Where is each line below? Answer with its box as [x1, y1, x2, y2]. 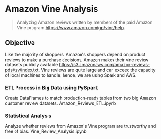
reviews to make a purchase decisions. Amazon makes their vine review [5, 57, 149, 62]
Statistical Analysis [5, 112, 52, 119]
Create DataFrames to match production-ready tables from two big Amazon [5, 95, 156, 101]
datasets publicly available [5, 62, 58, 67]
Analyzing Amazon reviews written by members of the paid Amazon [16, 19, 153, 25]
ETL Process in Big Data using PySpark [5, 84, 98, 91]
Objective [5, 39, 35, 47]
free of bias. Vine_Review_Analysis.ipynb [5, 128, 87, 134]
